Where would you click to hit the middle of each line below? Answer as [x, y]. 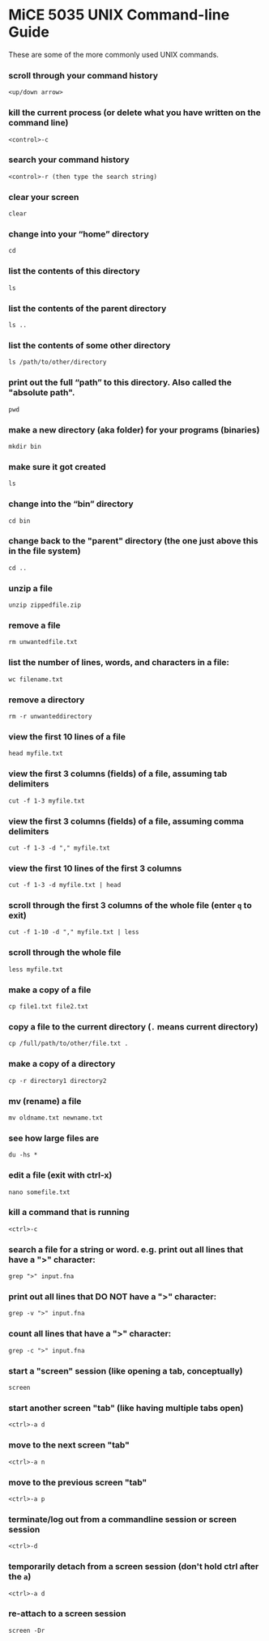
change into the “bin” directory [71, 504]
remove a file [34, 625]
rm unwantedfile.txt [43, 642]
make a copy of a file [50, 990]
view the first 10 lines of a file [67, 736]
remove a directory [47, 700]
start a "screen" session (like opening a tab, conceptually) [126, 1370]
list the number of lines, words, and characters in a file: [119, 663]
